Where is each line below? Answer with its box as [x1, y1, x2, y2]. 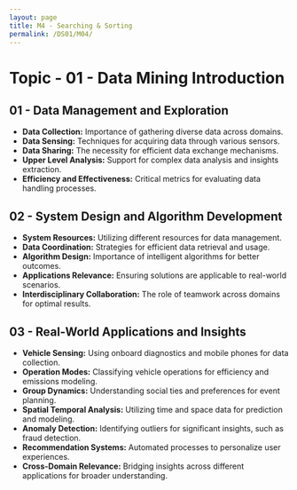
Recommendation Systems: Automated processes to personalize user [21, 442, 281, 453]
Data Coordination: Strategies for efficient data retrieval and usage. [21, 241, 270, 253]
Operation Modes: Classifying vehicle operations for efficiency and [21, 367, 270, 377]
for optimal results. [21, 298, 91, 309]
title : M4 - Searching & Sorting [9, 21, 133, 30]
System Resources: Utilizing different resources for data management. [21, 233, 282, 243]
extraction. [21, 164, 62, 175]
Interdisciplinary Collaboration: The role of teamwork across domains [21, 289, 281, 300]
